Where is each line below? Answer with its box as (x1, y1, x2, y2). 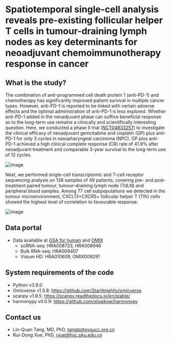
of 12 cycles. (5, 152, 32, 158)
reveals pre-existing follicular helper (5, 14, 163, 26)
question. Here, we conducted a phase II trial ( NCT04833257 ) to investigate (5, 124, 165, 131)
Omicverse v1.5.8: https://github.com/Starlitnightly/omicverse (12, 287, 142, 293)
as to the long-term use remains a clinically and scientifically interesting (5, 119, 157, 125)
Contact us (5, 313, 41, 322)
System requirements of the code (5, 268, 114, 277)
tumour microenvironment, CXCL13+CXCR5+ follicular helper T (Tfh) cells (5, 194, 160, 199)
